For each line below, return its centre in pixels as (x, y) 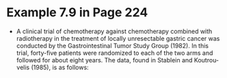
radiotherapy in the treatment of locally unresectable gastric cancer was (118, 38)
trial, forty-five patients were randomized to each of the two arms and (115, 53)
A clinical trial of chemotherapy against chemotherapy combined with (114, 31)
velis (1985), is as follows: (53, 67)
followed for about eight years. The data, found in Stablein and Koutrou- (118, 60)
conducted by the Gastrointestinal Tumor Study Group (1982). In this (112, 45)
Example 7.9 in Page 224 (77, 13)
